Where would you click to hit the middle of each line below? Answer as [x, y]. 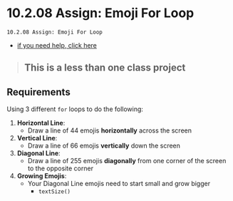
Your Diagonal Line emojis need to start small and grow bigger [119, 184]
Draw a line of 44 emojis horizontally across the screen [109, 130]
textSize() [54, 192]
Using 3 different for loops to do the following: [75, 109]
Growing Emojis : [42, 176]
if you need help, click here [57, 45]
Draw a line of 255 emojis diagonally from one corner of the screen [127, 161]
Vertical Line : [37, 138]
